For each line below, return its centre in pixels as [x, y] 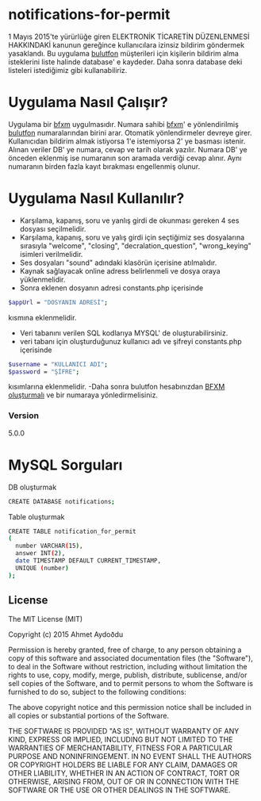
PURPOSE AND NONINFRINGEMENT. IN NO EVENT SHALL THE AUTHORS [130, 757]
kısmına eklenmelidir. [42, 317]
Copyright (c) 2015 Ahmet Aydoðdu [66, 634]
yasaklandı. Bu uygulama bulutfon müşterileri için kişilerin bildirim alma [124, 53]
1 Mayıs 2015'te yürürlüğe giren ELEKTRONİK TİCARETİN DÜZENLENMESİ [129, 36]
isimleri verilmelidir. [51, 254]
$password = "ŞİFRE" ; [44, 372]
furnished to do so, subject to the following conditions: [97, 692]
